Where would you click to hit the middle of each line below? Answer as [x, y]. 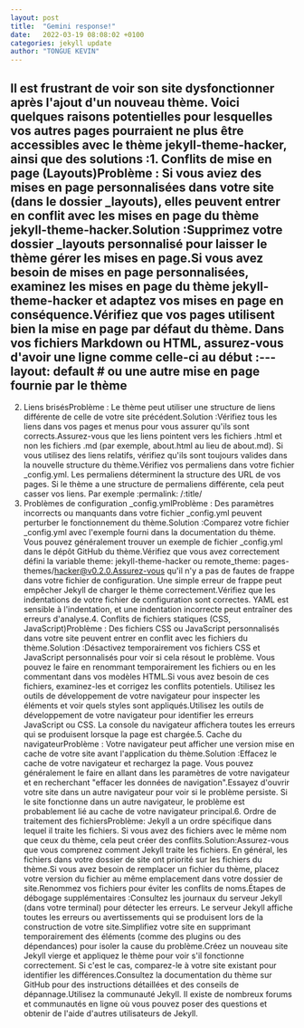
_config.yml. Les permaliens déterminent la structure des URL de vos [152, 474]
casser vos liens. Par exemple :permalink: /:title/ [113, 494]
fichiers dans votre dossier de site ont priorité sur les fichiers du [142, 859]
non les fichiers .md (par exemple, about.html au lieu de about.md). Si [153, 446]
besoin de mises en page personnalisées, [130, 272]
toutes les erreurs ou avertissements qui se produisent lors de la [143, 917]
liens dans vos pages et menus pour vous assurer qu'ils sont [136, 426]
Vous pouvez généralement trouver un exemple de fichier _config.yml [153, 542]
